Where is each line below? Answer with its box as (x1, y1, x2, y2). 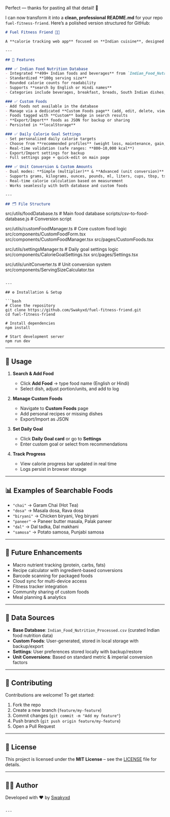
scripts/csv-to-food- (106, 211, 149, 217)
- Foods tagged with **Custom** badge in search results (5, 113, 128, 118)
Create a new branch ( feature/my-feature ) (12, 707, 102, 713)
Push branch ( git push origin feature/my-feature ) (12, 718, 121, 724)
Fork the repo (12, 702, 41, 708)
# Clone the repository (5, 303, 56, 308)
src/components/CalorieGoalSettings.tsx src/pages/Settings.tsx (5, 252, 138, 258)
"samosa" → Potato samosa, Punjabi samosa (12, 529, 104, 535)
